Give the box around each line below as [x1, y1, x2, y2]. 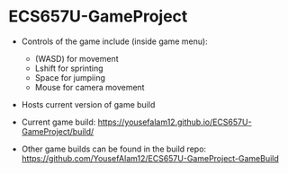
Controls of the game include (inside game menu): [21, 36, 208, 47]
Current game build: [21, 117, 96, 127]
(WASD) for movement [34, 53, 119, 64]
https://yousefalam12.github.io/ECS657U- [97, 117, 253, 127]
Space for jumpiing [34, 72, 105, 82]
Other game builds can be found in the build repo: [21, 143, 207, 154]
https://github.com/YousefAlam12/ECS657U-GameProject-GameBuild [21, 152, 280, 163]
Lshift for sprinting [34, 63, 104, 74]
